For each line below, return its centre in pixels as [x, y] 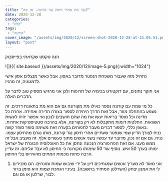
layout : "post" [21, 42]
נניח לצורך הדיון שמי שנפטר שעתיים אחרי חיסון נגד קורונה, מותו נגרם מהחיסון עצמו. [83, 132]
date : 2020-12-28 [23, 14]
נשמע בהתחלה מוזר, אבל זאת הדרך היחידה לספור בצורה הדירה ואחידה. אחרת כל [81, 111]
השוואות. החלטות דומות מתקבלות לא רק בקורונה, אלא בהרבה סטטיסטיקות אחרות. [83, 122]
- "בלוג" [15, 24]
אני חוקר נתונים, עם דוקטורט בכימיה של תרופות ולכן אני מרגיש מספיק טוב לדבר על [82, 91]
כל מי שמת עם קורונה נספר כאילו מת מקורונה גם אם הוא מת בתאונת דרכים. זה [79, 106]
